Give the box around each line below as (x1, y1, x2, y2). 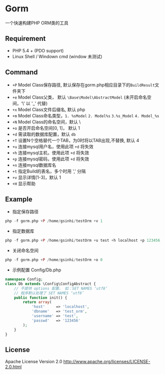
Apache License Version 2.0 (5, 359, 63, 365)
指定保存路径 (12, 209, 39, 215)
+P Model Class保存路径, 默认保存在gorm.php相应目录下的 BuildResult (12, 82, 155, 88)
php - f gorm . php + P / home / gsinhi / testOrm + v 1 (5, 219, 103, 224)
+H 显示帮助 (12, 181, 36, 187)
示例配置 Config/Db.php (12, 267, 61, 273)
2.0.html (5, 364, 22, 370)
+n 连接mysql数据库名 (12, 162, 57, 168)
